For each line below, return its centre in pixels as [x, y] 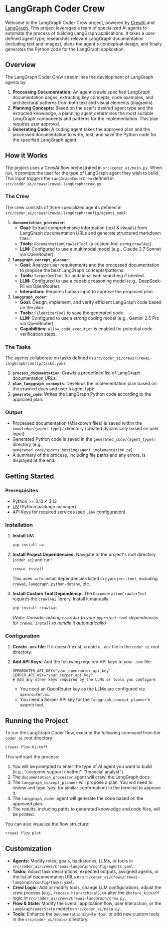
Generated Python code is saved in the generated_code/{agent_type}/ [84, 439]
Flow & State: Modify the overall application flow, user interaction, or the [87, 903]
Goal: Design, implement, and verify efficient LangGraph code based [90, 302]
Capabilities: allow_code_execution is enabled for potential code [86, 329]
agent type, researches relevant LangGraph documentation [83, 39]
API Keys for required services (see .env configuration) [69, 512]
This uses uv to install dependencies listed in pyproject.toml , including [85, 579]
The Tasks [18, 347]
